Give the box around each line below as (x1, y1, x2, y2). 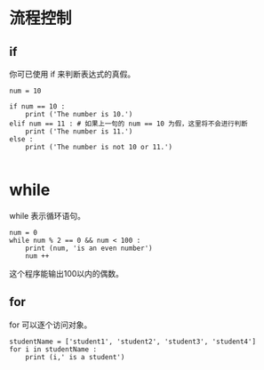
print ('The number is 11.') (25, 127, 133, 136)
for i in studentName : (9, 344, 98, 354)
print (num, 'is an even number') (25, 244, 153, 253)
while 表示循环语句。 (9, 210, 86, 221)
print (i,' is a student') (25, 352, 125, 361)
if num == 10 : (9, 102, 66, 111)
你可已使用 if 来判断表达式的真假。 (9, 68, 136, 79)
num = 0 (9, 228, 38, 237)
